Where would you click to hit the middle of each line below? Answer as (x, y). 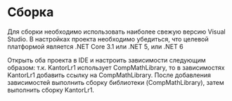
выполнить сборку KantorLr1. (51, 90)
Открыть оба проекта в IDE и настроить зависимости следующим (107, 60)
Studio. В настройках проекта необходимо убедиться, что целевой (108, 39)
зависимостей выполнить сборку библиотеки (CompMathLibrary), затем (116, 82)
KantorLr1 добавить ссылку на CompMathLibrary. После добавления (109, 75)
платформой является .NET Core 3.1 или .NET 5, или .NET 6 (96, 46)
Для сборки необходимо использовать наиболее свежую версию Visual (117, 32)
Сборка (31, 12)
